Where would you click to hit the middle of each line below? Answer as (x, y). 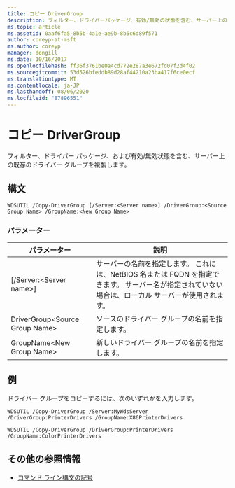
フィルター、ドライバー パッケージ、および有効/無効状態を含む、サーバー (113, 155)
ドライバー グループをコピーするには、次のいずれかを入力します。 (102, 398)
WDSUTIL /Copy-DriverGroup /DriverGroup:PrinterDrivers (90, 430)
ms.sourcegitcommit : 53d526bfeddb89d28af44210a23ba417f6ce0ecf (101, 72)
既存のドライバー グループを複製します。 (72, 165)
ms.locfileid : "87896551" (45, 99)
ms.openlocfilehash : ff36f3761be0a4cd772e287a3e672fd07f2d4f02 (101, 66)
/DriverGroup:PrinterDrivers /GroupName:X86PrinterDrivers (95, 417)
